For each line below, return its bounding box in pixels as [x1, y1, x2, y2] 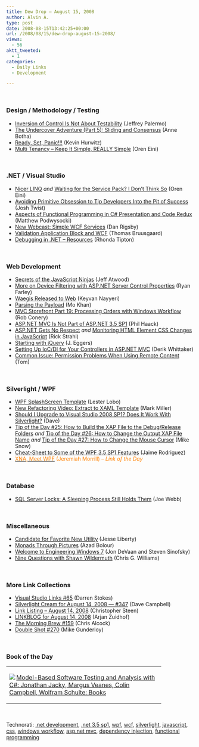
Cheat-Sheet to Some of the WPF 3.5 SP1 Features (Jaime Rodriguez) [14, 449, 186, 456]
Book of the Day [6, 653, 54, 661]
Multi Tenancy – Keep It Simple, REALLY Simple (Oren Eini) [14, 145, 159, 152]
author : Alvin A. [6, 14, 49, 20]
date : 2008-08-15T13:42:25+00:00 [6, 25, 89, 32]
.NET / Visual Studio [6, 171, 66, 180]
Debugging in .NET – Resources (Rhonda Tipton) [14, 236, 134, 243]
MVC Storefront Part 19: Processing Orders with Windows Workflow [14, 308, 182, 315]
